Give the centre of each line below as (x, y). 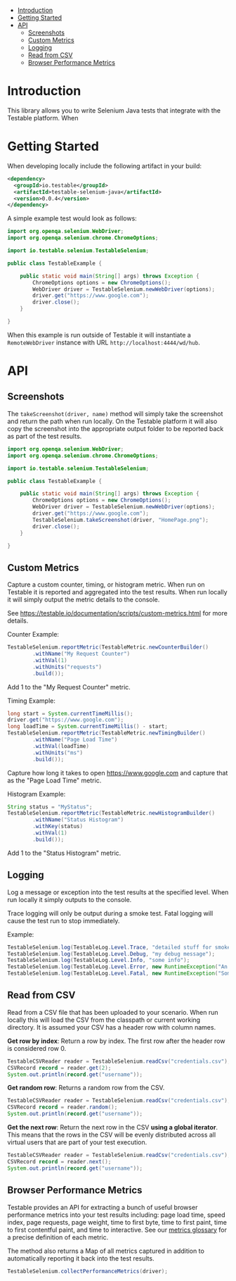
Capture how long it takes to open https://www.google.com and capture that (118, 773)
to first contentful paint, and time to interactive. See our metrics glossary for (117, 1230)
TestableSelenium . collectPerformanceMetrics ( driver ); (88, 1271)
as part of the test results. (45, 436)
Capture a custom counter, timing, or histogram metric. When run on (106, 585)
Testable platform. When (43, 118)
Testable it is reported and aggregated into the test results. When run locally (117, 592)
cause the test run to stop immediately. (64, 920)
